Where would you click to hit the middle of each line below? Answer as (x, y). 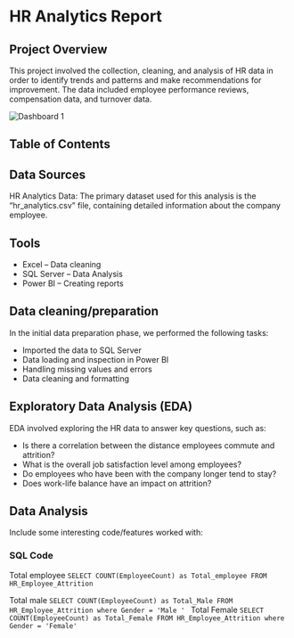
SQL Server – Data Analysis (72, 274)
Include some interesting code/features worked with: (106, 533)
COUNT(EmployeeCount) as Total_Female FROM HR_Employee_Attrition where (147, 618)
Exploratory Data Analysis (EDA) (101, 407)
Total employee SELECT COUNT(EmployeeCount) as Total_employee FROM (138, 575)
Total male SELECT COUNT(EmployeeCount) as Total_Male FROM (121, 600)
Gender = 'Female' (43, 626)
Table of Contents (60, 144)
